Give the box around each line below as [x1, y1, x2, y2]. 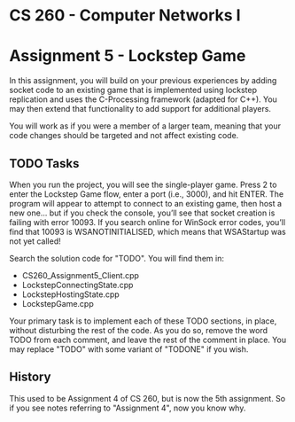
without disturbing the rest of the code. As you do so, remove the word [9, 324, 268, 335]
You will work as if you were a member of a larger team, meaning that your [9, 121, 282, 131]
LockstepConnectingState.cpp [21, 279, 134, 290]
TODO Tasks [9, 156, 80, 171]
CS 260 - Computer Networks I [9, 5, 241, 26]
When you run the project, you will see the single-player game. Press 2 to [9, 179, 277, 190]
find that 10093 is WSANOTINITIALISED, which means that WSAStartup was [9, 226, 286, 237]
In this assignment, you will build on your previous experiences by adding [9, 75, 277, 86]
